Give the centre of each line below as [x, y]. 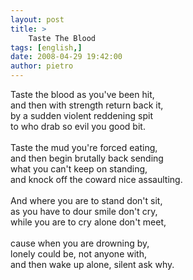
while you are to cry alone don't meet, [88, 222]
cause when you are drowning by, [80, 243]
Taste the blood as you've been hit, [82, 94]
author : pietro [42, 66]
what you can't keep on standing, [79, 169]
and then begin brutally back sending [87, 158]
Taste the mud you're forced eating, [84, 147]
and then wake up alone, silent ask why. [92, 264]
